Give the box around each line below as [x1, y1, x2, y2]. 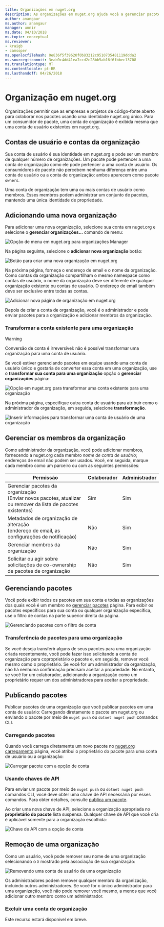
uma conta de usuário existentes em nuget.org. [5, 123, 100, 130]
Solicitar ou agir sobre [7, 555, 58, 562]
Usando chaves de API [5, 775, 60, 782]
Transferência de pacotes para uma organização [5, 634, 123, 641]
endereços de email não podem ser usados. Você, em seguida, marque [5, 457, 148, 463]
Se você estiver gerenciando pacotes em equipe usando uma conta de [5, 360, 147, 366]
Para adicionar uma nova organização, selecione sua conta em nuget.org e [5, 224, 156, 230]
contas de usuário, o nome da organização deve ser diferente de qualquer [5, 278, 155, 284]
